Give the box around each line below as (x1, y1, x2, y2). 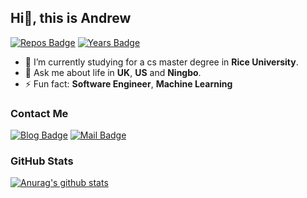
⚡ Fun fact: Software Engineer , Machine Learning (24, 77, 233, 90)
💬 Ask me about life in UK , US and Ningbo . (24, 66, 202, 78)
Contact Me (10, 106, 69, 120)
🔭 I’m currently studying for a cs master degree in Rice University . (24, 56, 299, 68)
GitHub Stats (10, 154, 74, 168)
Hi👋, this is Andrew (10, 10, 132, 27)
